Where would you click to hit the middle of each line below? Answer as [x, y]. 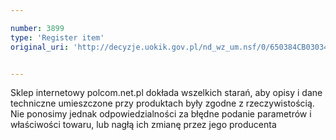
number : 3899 [37, 28]
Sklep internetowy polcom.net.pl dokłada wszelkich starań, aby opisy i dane [166, 93]
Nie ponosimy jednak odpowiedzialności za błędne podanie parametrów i [161, 114]
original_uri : [40, 47]
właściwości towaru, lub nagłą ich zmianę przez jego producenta [143, 125]
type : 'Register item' [57, 37]
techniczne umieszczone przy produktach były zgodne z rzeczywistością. [162, 103]
